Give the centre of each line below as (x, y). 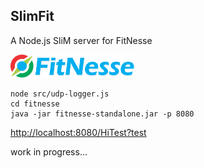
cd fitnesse (35, 104)
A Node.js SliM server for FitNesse (81, 40)
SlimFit (32, 16)
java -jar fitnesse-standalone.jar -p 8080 (102, 114)
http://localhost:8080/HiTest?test (78, 132)
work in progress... (49, 151)
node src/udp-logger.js (60, 94)
